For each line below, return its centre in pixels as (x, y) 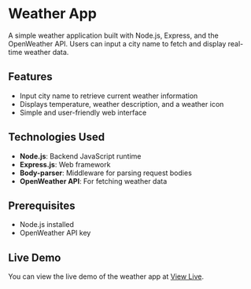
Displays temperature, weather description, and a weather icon (122, 104)
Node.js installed (47, 225)
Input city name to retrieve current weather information (109, 96)
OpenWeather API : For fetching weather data (93, 181)
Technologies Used (56, 137)
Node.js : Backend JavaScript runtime (80, 156)
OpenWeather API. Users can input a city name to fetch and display (117, 43)
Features (30, 77)
